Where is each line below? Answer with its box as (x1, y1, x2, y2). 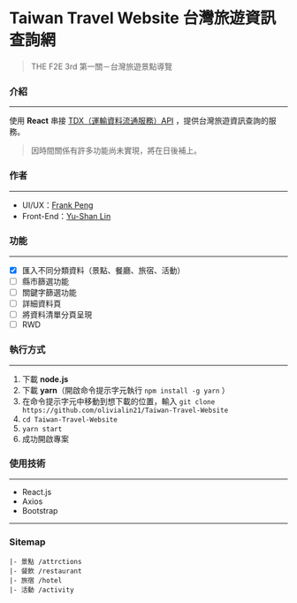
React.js (21, 486, 52, 497)
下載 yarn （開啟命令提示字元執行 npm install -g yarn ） (21, 385, 230, 395)
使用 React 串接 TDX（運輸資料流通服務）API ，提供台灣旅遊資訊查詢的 (9, 116, 270, 126)
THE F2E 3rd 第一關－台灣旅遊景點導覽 (30, 61, 172, 72)
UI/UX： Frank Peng (21, 200, 94, 210)
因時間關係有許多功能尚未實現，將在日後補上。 (30, 145, 202, 156)
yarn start (21, 424, 63, 433)
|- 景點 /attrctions (9, 558, 82, 567)
